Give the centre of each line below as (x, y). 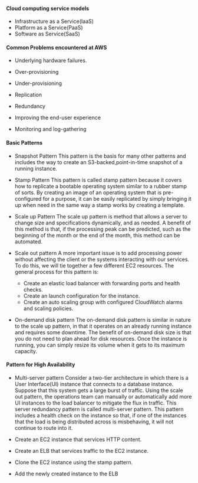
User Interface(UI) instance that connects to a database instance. (94, 384)
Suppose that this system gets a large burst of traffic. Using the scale (99, 390)
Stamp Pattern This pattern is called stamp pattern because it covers (98, 180)
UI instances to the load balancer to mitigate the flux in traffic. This (95, 403)
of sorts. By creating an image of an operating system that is (88, 192)
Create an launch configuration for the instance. (82, 296)
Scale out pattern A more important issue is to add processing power (98, 253)
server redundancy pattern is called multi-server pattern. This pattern (99, 409)
